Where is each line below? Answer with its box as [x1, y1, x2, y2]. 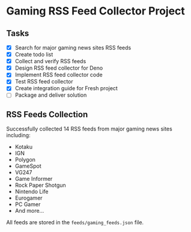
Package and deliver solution [14, 91, 87, 99]
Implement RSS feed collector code [14, 71, 103, 79]
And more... [14, 207, 44, 215]
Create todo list [14, 51, 53, 58]
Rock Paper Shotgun [14, 182, 66, 189]
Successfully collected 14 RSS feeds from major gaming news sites [6, 125, 172, 133]
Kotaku [14, 143, 33, 151]
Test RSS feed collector [14, 78, 73, 85]
